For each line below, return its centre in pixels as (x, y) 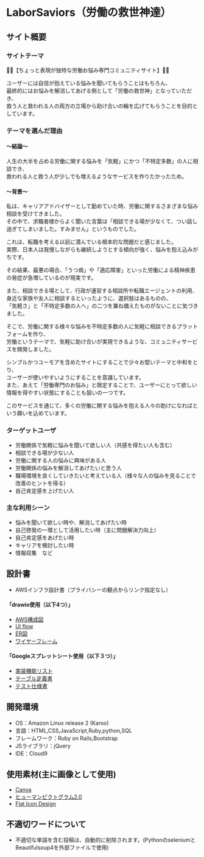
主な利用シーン (28, 508)
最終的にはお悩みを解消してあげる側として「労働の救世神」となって (91, 90)
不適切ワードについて (46, 824)
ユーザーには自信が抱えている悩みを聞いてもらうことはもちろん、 (89, 83)
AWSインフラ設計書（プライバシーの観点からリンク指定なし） (93, 590)
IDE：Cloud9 (31, 753)
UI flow (24, 626)
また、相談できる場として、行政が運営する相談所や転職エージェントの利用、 (102, 291)
